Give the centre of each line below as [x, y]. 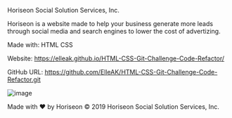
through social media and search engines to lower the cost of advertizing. [114, 31]
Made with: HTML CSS [40, 45]
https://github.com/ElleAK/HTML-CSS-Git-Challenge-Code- [131, 72]
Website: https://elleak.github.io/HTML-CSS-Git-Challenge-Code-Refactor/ [116, 58]
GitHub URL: [25, 72]
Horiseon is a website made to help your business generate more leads [110, 24]
